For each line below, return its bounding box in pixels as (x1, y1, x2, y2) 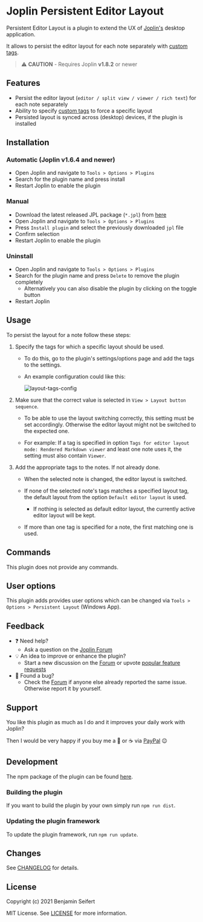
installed (14, 120, 36, 127)
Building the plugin (6, 788, 63, 796)
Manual (6, 197, 29, 206)
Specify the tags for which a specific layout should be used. (14, 343, 164, 350)
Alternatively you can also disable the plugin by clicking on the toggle (24, 285, 197, 292)
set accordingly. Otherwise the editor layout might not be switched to (24, 420, 196, 428)
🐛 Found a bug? (14, 672, 54, 679)
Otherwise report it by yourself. (24, 685, 102, 692)
